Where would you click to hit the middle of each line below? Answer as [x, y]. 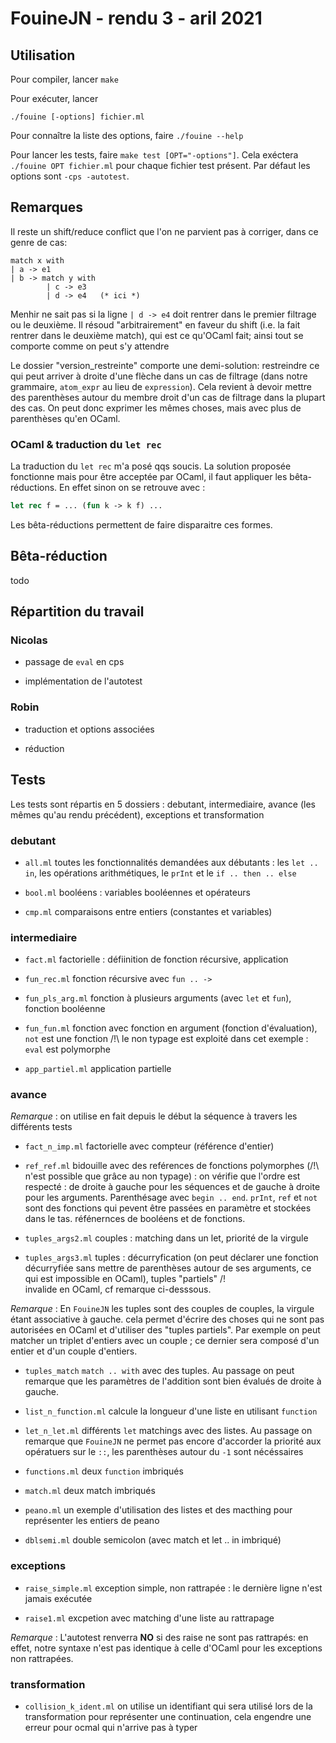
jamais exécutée [58, 1598]
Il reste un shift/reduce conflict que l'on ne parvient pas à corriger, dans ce [164, 231]
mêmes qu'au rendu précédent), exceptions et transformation [137, 814]
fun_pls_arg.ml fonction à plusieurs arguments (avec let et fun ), [158, 998]
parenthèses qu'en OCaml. [65, 418]
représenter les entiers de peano [92, 1521]
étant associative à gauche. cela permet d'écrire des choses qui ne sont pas [167, 1319]
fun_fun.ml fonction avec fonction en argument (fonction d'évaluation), [171, 1028]
